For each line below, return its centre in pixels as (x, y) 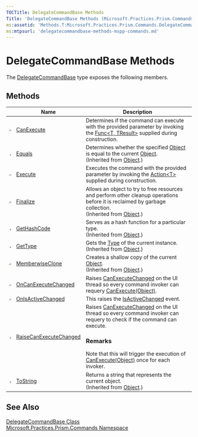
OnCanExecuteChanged (45, 284)
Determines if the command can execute (135, 120)
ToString (27, 381)
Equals (24, 154)
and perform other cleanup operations (132, 195)
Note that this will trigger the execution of (136, 354)
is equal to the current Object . (122, 154)
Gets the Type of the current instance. (132, 243)
